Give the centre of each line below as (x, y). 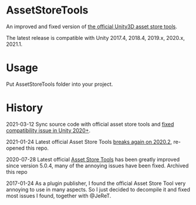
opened (16, 148)
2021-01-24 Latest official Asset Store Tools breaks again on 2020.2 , (89, 142)
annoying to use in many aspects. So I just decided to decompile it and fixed (98, 189)
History (25, 108)
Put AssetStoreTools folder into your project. (60, 84)
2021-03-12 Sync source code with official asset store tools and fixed (90, 124)
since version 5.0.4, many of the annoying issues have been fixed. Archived (97, 166)
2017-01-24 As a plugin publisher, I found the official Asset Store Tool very (96, 183)
